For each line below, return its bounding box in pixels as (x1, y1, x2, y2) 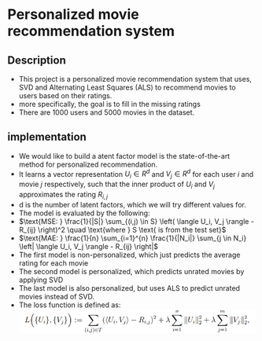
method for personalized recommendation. (18, 159, 158, 169)
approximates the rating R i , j (18, 190, 108, 201)
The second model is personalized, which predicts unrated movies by (18, 266, 245, 276)
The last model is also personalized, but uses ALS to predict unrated (18, 283, 241, 292)
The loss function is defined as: (18, 300, 121, 310)
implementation (7, 130, 87, 144)
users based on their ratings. (18, 91, 113, 100)
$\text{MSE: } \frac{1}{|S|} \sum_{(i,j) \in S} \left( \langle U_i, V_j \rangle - (18, 216, 255, 225)
